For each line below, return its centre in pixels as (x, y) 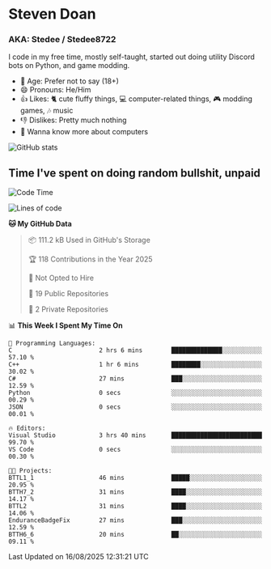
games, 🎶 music (47, 111)
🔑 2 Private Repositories (68, 309)
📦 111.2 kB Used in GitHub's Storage (89, 240)
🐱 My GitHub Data (40, 224)
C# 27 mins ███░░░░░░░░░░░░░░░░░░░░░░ (135, 379)
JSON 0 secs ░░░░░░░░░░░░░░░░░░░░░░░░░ (135, 407)
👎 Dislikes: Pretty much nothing (73, 120)
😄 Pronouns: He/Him (55, 90)
